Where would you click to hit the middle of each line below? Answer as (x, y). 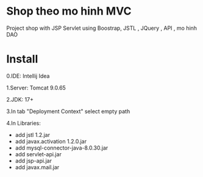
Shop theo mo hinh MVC (69, 11)
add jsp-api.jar (33, 161)
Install (22, 59)
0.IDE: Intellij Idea (28, 76)
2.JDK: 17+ (20, 99)
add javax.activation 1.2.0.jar (51, 141)
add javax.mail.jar (37, 167)
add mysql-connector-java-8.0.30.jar (62, 148)
